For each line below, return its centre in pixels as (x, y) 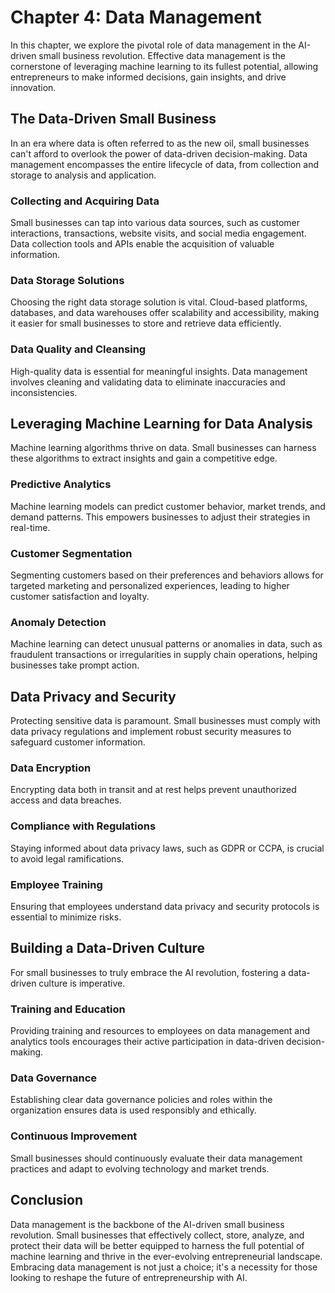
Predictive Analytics (61, 484)
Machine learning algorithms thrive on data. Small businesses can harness (163, 448)
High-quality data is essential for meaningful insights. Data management (159, 371)
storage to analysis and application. (83, 175)
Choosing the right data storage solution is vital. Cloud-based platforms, (159, 302)
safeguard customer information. (78, 742)
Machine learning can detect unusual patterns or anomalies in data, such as (166, 644)
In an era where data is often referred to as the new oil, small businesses (160, 143)
